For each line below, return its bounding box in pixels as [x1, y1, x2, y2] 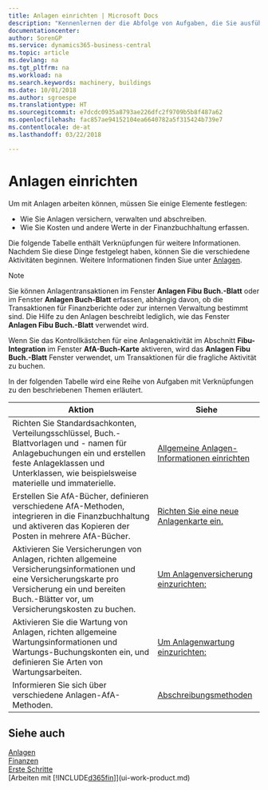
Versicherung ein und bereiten [12, 583, 126, 594]
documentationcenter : [8, 26, 81, 34]
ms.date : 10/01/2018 [8, 86, 77, 94]
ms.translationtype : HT [8, 101, 88, 109]
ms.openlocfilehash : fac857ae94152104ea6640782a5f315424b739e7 [8, 116, 223, 124]
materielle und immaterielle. [12, 477, 116, 489]
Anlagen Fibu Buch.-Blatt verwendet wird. [8, 320, 149, 329]
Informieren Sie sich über [12, 679, 107, 690]
